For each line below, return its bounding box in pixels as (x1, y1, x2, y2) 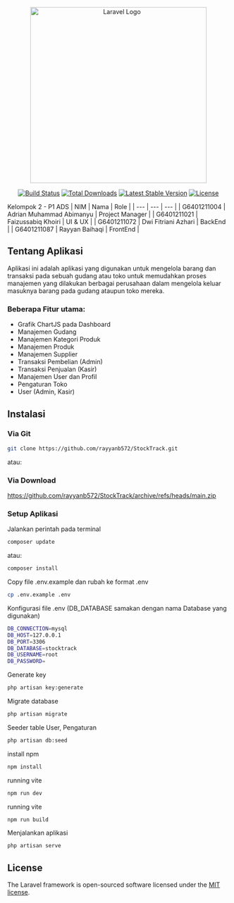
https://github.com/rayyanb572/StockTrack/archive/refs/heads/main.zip (7, 491, 216, 499)
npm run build (7, 816, 49, 823)
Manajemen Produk (17, 342, 75, 351)
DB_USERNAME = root (7, 652, 58, 659)
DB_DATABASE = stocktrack (7, 644, 78, 652)
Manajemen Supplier (17, 350, 78, 359)
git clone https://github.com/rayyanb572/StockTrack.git (7, 444, 178, 452)
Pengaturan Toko (17, 380, 68, 389)
